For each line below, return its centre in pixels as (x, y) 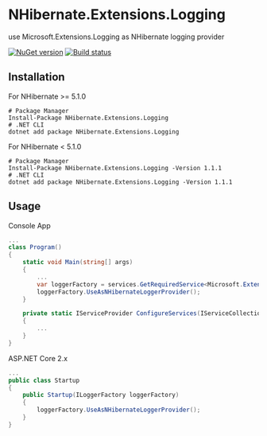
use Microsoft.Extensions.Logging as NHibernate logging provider (116, 37)
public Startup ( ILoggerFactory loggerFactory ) (101, 395)
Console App (29, 225)
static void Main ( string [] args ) (78, 263)
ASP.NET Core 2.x (38, 358)
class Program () (35, 247)
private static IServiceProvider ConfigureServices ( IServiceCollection (143, 313)
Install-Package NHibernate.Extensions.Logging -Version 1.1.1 (115, 168)
